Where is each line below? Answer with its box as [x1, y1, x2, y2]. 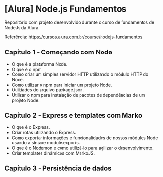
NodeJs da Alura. [4, 24, 40, 30]
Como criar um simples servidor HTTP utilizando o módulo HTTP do [11, 71, 149, 77]
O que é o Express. [11, 124, 50, 130]
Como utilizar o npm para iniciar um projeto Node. [11, 82, 112, 88]
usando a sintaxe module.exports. [11, 140, 80, 145]
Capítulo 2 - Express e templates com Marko [4, 111, 143, 120]
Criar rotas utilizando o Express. [11, 129, 76, 135]
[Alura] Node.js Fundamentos [4, 3, 127, 15]
